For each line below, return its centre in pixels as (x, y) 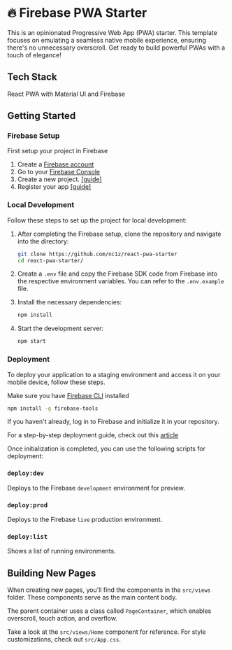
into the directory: (43, 241)
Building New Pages (52, 573)
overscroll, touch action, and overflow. (62, 619)
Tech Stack (32, 77)
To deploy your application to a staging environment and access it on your (114, 374)
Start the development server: (60, 328)
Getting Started (42, 116)
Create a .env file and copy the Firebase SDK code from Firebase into (117, 274)
